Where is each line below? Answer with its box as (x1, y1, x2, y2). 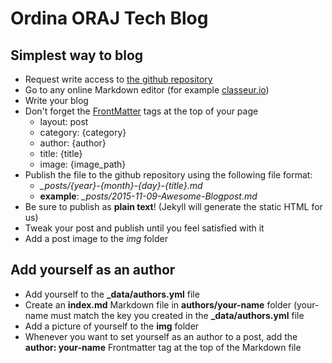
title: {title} (39, 148, 83, 159)
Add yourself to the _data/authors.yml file (24, 288, 200, 300)
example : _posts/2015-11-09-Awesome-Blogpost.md (39, 190, 258, 202)
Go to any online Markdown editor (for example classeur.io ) (24, 84, 270, 96)
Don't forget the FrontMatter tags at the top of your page (24, 105, 259, 117)
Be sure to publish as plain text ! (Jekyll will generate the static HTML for (24, 201, 323, 212)
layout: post (39, 116, 89, 127)
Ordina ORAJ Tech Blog (10, 7, 209, 30)
